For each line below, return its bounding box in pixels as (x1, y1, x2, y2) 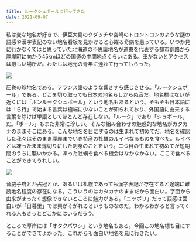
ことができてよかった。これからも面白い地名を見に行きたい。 (11, 229, 160, 236)
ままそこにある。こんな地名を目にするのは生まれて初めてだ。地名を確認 (16, 127, 191, 135)
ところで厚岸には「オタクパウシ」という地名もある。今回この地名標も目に (6, 222, 185, 229)
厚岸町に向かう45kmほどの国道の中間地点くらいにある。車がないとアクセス (6, 53, 189, 60)
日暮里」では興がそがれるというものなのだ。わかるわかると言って (26, 202, 185, 209)
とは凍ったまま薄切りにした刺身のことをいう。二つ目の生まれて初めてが (6, 142, 180, 149)
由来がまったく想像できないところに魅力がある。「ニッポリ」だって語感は (6, 195, 183, 202)
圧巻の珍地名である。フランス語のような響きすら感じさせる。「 (6, 83, 157, 91)
